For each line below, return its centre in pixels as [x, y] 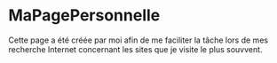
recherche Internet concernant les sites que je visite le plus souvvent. [135, 49]
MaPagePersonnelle [84, 16]
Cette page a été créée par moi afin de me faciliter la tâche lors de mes [138, 40]
